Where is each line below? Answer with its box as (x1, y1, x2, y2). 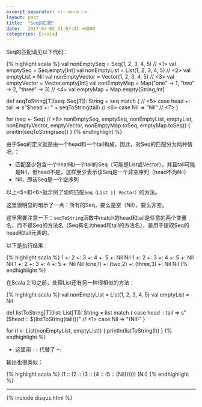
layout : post (6, 14, 39, 20)
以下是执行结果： (6, 242, 49, 249)
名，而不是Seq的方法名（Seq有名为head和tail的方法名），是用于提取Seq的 (6, 222, 189, 229)
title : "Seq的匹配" (6, 20, 55, 26)
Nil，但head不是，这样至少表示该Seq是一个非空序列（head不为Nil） (20, 169, 189, 176)
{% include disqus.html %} (6, 394, 73, 402)
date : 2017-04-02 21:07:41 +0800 (6, 25, 96, 32)
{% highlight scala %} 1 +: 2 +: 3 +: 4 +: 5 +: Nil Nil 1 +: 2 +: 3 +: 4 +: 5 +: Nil (6, 254, 194, 261)
